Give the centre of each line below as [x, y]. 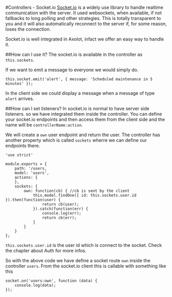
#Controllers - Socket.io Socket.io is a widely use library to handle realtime [84, 7]
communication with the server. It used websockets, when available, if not [83, 13]
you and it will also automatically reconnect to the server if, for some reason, [86, 24]
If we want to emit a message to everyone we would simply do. [72, 70]
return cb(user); [61, 204]
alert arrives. [20, 99]
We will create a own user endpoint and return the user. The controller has [83, 135]
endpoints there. [23, 146]
